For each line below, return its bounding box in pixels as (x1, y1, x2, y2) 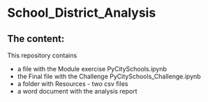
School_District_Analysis (7, 5, 156, 21)
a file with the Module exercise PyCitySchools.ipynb (17, 65, 168, 73)
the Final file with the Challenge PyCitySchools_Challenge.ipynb (17, 72, 201, 80)
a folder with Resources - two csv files (17, 80, 128, 88)
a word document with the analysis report (17, 87, 138, 95)
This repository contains (7, 51, 77, 59)
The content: (7, 33, 65, 45)
